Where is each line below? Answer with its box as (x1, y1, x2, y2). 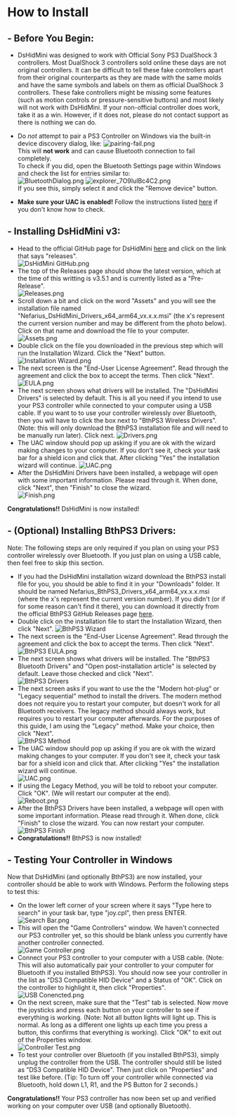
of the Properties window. (17, 1035, 93, 1045)
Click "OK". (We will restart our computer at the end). (17, 789, 171, 797)
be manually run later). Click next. (17, 430, 115, 440)
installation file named (17, 304, 81, 312)
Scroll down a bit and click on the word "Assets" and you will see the (17, 296, 216, 305)
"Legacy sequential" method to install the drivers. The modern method (17, 691, 222, 700)
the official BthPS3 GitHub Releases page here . (17, 609, 155, 618)
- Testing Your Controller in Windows (7, 854, 173, 866)
